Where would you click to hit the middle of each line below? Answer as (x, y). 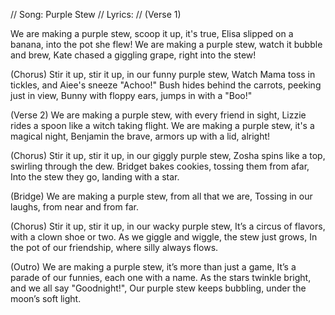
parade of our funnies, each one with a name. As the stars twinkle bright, (161, 277)
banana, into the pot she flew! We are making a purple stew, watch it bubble (166, 44)
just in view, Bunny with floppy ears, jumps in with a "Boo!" (131, 95)
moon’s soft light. (46, 298)
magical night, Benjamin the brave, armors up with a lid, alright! (140, 136)
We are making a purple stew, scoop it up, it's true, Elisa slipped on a (152, 33)
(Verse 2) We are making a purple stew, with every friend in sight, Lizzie (158, 115)
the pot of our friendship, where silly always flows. (114, 247)
